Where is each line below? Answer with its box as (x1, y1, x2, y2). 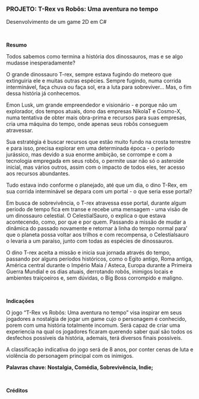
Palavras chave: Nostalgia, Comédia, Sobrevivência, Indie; (6, 364, 153, 371)
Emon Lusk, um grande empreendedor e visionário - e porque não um (6, 101, 177, 109)
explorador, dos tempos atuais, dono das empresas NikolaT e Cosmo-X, (6, 108, 182, 115)
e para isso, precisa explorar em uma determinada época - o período (6, 145, 175, 152)
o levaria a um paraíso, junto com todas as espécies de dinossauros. (6, 237, 174, 245)
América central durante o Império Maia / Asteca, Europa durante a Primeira (6, 262, 192, 269)
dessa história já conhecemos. (6, 90, 81, 97)
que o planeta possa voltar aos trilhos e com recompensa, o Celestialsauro (6, 231, 189, 239)
